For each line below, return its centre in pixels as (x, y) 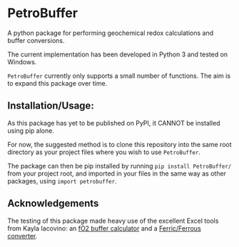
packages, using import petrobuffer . (62, 181)
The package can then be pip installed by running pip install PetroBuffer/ (119, 166)
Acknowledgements (53, 204)
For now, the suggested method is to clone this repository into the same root (119, 144)
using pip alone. (31, 131)
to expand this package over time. (57, 83)
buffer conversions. (36, 40)
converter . (22, 236)
